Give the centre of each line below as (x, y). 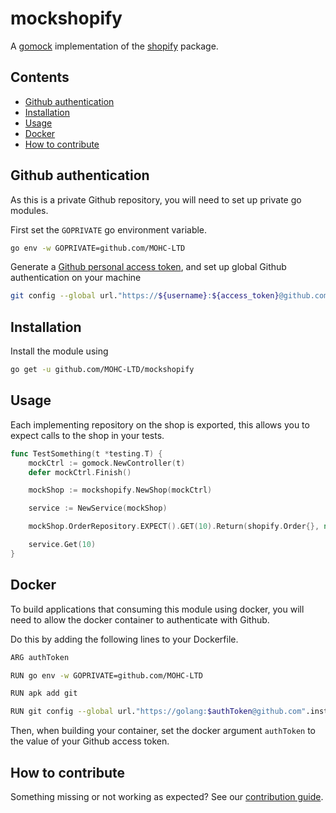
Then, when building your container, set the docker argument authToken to (163, 731)
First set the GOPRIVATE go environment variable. (109, 229)
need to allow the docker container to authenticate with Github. (140, 619)
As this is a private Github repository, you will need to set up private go (156, 199)
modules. (29, 210)
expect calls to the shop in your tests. (87, 435)
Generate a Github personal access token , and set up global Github (148, 267)
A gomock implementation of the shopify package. (114, 46)
